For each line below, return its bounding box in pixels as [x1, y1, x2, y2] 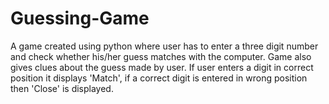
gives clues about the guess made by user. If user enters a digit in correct [10, 61, 314, 73]
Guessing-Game [10, 7, 150, 30]
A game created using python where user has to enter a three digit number [10, 40, 319, 52]
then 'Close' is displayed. [10, 82, 114, 94]
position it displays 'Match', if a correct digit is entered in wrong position [10, 72, 308, 84]
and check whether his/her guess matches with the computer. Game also [10, 50, 312, 62]
